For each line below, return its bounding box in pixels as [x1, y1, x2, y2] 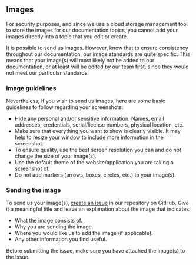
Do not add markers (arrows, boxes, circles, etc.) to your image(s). [14, 171, 177, 178]
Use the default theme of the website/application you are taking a [14, 159, 174, 166]
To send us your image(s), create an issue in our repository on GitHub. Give [6, 200, 190, 207]
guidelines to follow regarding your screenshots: [6, 104, 124, 111]
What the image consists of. [14, 217, 82, 224]
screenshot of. [14, 165, 50, 173]
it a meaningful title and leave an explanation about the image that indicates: [6, 206, 191, 213]
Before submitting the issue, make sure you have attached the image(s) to [6, 247, 185, 254]
